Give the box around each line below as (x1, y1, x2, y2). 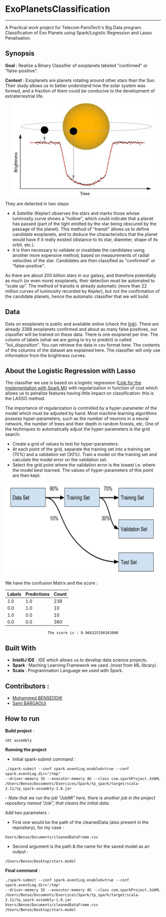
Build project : (5, 728, 35, 734)
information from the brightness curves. (5, 352, 86, 358)
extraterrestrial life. (5, 93, 44, 99)
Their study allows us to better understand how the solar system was (5, 83, 146, 89)
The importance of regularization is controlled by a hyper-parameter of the (5, 405, 157, 411)
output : (12, 848, 29, 854)
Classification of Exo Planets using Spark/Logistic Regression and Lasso (5, 30, 152, 36)
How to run (5, 715, 40, 723)
